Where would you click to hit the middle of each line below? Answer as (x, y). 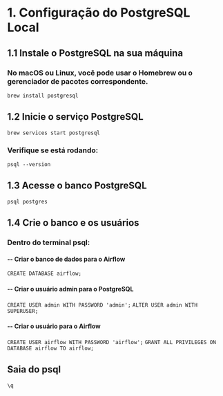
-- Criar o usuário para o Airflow (54, 326)
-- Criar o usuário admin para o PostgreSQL (70, 289)
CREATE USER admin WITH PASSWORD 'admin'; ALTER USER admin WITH (103, 305)
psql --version (29, 164)
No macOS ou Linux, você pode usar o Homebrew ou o (100, 73)
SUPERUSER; (23, 311)
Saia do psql (34, 369)
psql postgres (28, 201)
